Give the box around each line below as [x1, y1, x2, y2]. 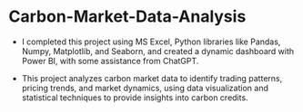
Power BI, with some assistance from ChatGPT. [21, 55, 199, 66]
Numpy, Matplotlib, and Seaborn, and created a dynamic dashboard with [21, 45, 295, 56]
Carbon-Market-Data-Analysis [8, 6, 247, 27]
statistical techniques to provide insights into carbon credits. [21, 92, 248, 103]
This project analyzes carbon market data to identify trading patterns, [21, 72, 283, 83]
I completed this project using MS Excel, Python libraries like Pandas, [21, 36, 281, 47]
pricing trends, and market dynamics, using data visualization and [21, 82, 269, 93]
